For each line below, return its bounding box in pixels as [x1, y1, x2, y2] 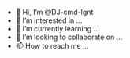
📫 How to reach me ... [15, 42, 89, 50]
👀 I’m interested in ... [15, 16, 83, 25]
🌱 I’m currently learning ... [15, 24, 100, 33]
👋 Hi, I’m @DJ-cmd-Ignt [15, 8, 94, 16]
